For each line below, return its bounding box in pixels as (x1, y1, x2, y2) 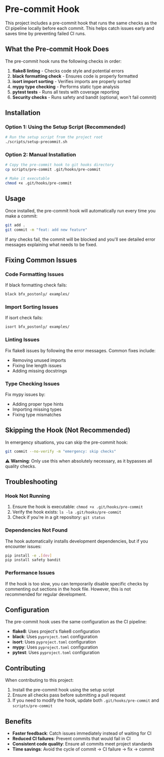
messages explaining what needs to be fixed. (5, 241, 98, 247)
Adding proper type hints (12, 401, 63, 407)
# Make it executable (5, 176, 50, 181)
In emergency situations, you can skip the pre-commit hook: (5, 439, 128, 445)
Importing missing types (12, 406, 62, 412)
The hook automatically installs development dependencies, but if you (5, 538, 149, 544)
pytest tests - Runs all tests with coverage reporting (12, 89, 120, 95)
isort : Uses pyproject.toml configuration (12, 639, 96, 645)
